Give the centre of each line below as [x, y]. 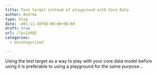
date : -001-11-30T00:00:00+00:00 [40, 24]
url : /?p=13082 [21, 33]
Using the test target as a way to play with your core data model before [78, 61]
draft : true [18, 28]
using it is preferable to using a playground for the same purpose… [74, 66]
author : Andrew [21, 14]
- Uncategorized [27, 42]
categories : [18, 38]
